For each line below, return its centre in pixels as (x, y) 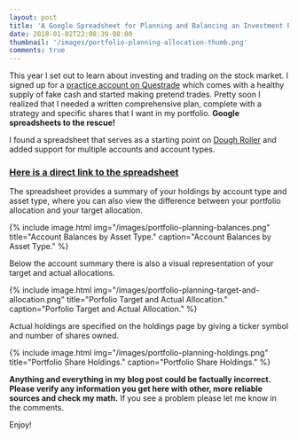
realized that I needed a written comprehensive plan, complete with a (135, 104)
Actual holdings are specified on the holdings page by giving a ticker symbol (149, 326)
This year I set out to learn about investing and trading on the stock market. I (149, 75)
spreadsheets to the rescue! (62, 123)
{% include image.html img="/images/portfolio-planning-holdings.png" (139, 353)
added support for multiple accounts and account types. (112, 149)
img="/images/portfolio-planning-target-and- (176, 290)
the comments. (37, 408)
